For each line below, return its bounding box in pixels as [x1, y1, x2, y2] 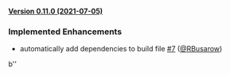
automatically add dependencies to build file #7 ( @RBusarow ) [19, 43, 223, 53]
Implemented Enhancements [8, 26, 122, 37]
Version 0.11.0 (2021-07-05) [8, 6, 103, 16]
